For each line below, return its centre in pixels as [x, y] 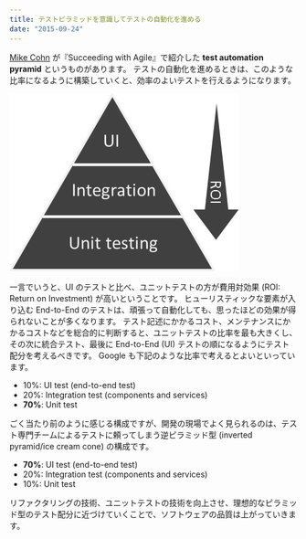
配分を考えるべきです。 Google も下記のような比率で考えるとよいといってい [153, 355]
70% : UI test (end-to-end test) [80, 464]
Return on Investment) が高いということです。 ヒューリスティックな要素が [149, 298]
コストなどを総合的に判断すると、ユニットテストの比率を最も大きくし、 [161, 333]
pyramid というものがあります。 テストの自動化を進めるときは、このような [152, 69]
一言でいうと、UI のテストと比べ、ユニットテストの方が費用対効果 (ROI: [145, 287]
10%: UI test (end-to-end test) [79, 385]
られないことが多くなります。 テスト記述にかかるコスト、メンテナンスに [146, 321]
